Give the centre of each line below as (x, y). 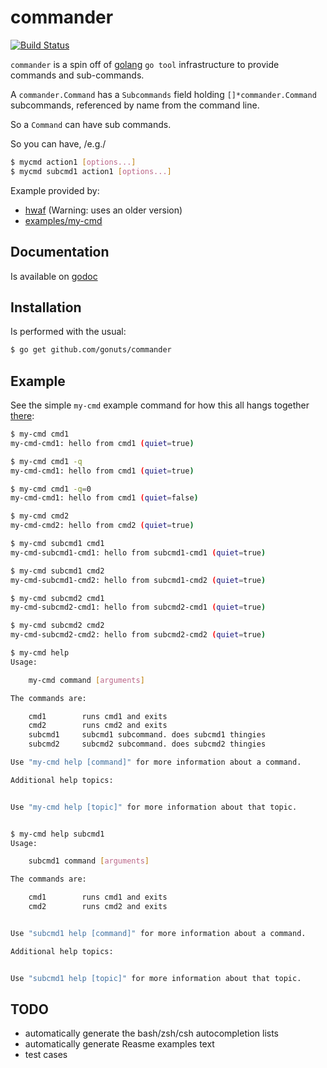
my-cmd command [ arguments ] (86, 680)
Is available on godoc (54, 276)
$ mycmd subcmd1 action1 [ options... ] (91, 171)
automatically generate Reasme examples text (119, 1044)
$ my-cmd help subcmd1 (57, 834)
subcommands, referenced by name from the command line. (135, 105)
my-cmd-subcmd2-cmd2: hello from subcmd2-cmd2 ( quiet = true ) (138, 635)
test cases (46, 1055)
